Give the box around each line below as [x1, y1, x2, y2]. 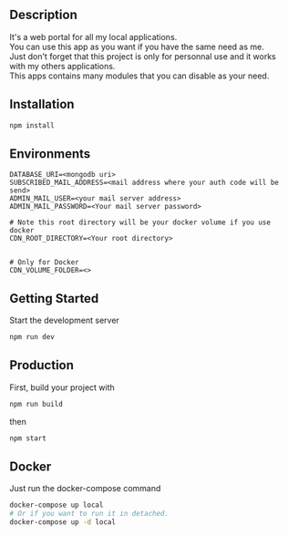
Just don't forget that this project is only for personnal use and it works [9, 50, 276, 62]
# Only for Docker [9, 258, 79, 267]
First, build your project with [9, 382, 116, 393]
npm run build [9, 399, 64, 408]
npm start [9, 433, 47, 443]
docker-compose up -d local [9, 518, 117, 527]
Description [9, 7, 77, 23]
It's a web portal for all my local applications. [9, 31, 178, 42]
